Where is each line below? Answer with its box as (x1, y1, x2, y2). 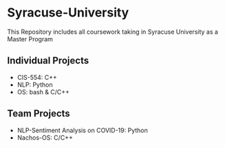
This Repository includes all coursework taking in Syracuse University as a (7, 28, 219, 36)
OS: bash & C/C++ (17, 87, 70, 96)
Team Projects (7, 108, 70, 120)
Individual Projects (7, 55, 89, 67)
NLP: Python (17, 81, 53, 89)
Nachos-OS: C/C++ (17, 133, 74, 142)
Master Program (7, 34, 54, 43)
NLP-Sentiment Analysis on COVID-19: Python (17, 126, 148, 134)
